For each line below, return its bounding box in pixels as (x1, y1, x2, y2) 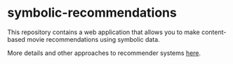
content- (201, 28, 227, 36)
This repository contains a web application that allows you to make (7, 28, 200, 36)
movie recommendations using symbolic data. (27, 35, 160, 43)
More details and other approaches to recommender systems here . (7, 49, 201, 57)
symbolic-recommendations (7, 5, 177, 21)
